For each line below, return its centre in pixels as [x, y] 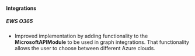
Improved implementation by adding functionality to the [81, 36]
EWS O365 [20, 21]
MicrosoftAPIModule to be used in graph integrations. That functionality [102, 42]
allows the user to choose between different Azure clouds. [85, 48]
